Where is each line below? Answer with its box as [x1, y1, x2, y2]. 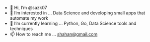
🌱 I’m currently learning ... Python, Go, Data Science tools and [9, 20, 137, 26]
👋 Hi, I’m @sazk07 [9, 5, 47, 10]
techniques [9, 26, 33, 32]
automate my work [9, 15, 49, 21]
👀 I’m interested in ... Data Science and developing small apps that [9, 10, 146, 16]
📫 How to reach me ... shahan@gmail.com [9, 31, 98, 37]
